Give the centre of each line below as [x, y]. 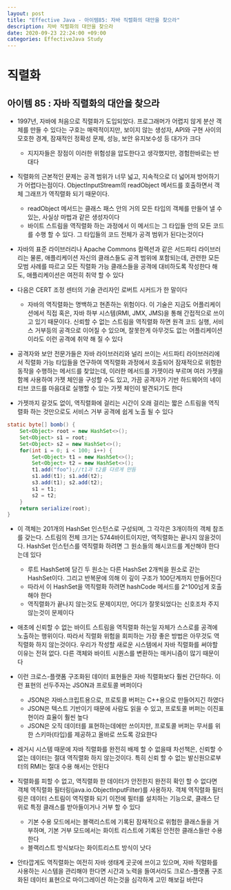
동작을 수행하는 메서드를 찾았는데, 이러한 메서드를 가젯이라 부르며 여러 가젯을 [120, 371]
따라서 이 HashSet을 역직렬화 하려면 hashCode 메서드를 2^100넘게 [118, 587]
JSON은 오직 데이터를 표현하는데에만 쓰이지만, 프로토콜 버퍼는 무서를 [120, 726]
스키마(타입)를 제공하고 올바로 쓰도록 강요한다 [96, 734]
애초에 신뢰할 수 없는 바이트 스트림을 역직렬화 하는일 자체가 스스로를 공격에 [118, 627]
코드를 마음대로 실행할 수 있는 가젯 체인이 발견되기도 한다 [106, 389]
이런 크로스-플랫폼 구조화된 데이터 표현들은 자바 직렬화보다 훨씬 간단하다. [115, 677]
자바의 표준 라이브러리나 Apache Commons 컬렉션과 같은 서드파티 [107, 249]
